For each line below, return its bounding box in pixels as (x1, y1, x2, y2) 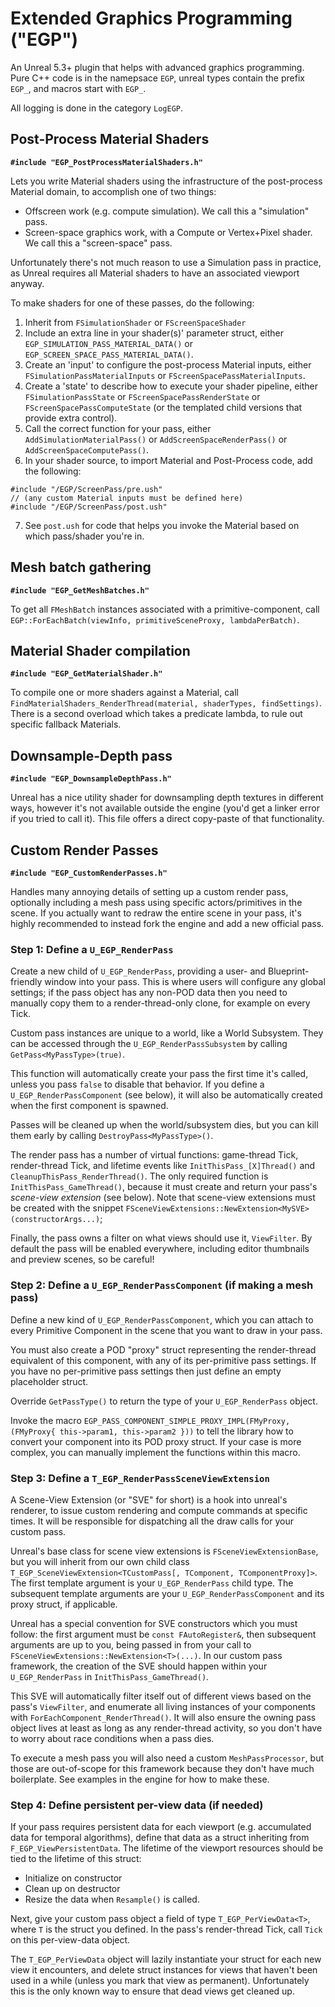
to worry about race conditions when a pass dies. (10, 1732, 215, 1744)
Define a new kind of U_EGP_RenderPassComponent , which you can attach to (10, 1313, 314, 1326)
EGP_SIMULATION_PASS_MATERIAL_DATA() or (24, 337, 193, 349)
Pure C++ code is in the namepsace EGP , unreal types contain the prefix (10, 72, 305, 84)
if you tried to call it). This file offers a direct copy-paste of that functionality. (10, 813, 325, 825)
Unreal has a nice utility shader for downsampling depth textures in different (10, 792, 324, 804)
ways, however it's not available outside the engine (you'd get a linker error (10, 802, 320, 814)
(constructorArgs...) (10, 1215, 101, 1225)
